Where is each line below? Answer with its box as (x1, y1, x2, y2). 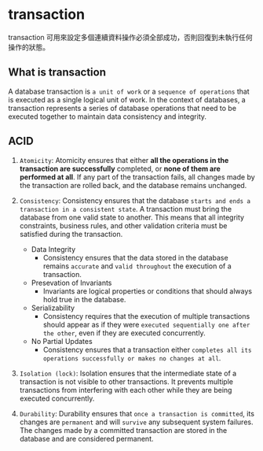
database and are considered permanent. (19, 434, 154, 443)
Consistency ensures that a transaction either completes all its (42, 345, 252, 354)
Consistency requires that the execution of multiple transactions (42, 311, 250, 320)
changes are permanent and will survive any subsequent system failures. (19, 417, 254, 427)
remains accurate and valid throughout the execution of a (42, 261, 232, 271)
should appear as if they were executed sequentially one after (42, 320, 250, 329)
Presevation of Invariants (31, 278, 112, 287)
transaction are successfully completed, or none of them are (19, 164, 221, 173)
